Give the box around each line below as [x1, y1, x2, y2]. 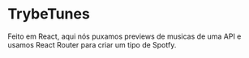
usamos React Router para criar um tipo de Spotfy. [7, 39, 177, 49]
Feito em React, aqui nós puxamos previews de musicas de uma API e [7, 31, 242, 41]
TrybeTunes [7, 5, 90, 23]
